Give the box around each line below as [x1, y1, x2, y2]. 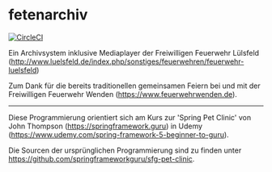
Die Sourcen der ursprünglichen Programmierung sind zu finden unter [8, 145, 242, 155]
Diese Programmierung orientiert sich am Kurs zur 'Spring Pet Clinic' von [8, 112, 252, 122]
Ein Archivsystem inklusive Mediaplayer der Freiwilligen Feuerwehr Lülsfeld [8, 48, 260, 57]
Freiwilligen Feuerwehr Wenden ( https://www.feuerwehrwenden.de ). [8, 89, 237, 99]
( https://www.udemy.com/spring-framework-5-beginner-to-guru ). [8, 129, 229, 139]
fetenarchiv [8, 6, 88, 24]
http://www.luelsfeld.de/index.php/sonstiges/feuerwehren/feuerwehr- [11, 57, 244, 66]
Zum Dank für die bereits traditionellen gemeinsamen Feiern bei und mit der [8, 81, 261, 90]
